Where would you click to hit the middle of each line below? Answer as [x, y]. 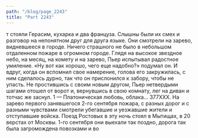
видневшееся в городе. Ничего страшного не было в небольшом [89, 46]
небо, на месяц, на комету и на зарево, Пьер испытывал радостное [92, 59]
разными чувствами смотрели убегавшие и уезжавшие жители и [89, 110]
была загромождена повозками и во [53, 129]
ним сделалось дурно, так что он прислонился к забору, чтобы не [90, 78]
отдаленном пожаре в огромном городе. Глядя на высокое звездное [94, 53]
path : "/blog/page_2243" [37, 12]
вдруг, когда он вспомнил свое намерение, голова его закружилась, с [96, 72]
